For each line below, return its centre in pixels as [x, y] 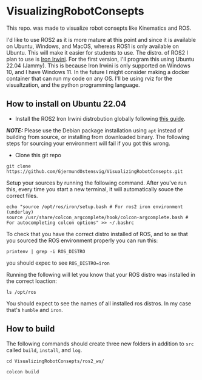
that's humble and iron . [35, 310]
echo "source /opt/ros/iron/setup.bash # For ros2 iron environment [95, 207]
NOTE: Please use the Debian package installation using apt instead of [95, 130]
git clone [19, 166]
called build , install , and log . [44, 350]
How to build [31, 329]
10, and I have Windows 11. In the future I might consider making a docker [98, 72]
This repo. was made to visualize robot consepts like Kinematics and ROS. [99, 28]
